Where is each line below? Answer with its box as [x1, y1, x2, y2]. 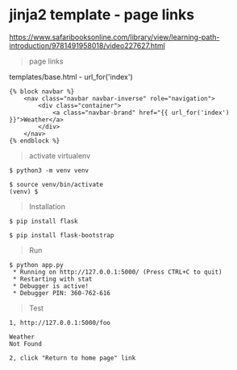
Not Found [9, 339, 43, 347]
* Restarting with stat [12, 275, 93, 283]
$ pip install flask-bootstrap [9, 231, 114, 239]
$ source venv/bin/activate [9, 180, 104, 188]
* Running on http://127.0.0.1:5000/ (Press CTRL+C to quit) [12, 268, 222, 276]
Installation [28, 201, 66, 211]
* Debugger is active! [12, 282, 89, 290]
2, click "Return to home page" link [9, 354, 136, 362]
